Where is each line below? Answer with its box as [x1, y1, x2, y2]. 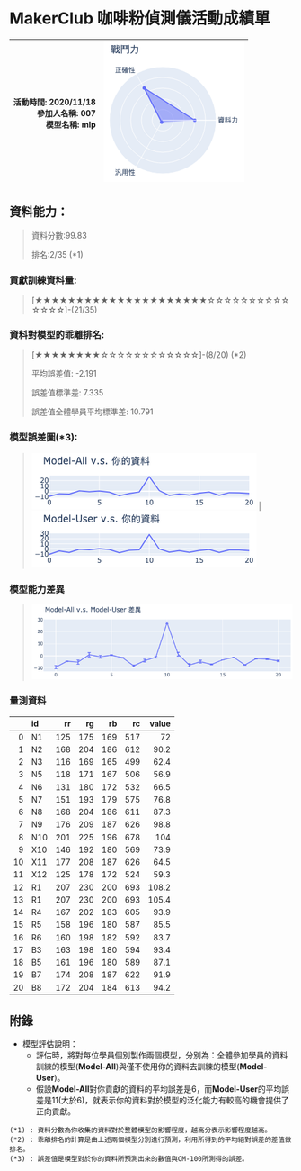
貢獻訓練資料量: [9, 274, 77, 286]
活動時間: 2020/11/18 [13, 96, 96, 107]
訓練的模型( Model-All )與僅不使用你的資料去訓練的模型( [35, 1060, 240, 1072]
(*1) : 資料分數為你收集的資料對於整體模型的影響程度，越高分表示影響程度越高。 [9, 1125, 272, 1135]
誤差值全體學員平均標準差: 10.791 [31, 406, 154, 417]
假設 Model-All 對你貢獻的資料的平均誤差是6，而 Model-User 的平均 [35, 1083, 282, 1094]
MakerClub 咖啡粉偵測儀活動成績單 [9, 8, 271, 29]
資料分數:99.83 [31, 230, 87, 241]
